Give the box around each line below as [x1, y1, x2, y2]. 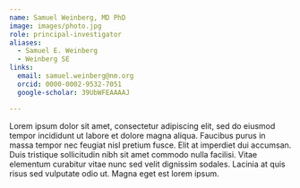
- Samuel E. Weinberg [17, 47, 99, 56]
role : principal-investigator [9, 30, 123, 38]
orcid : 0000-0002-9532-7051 [17, 80, 123, 89]
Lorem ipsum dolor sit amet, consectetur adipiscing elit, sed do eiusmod [9, 120, 276, 131]
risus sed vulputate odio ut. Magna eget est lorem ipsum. [9, 167, 219, 179]
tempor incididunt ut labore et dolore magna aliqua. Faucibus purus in [9, 130, 266, 141]
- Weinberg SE [17, 55, 70, 64]
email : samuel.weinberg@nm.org [17, 72, 134, 81]
